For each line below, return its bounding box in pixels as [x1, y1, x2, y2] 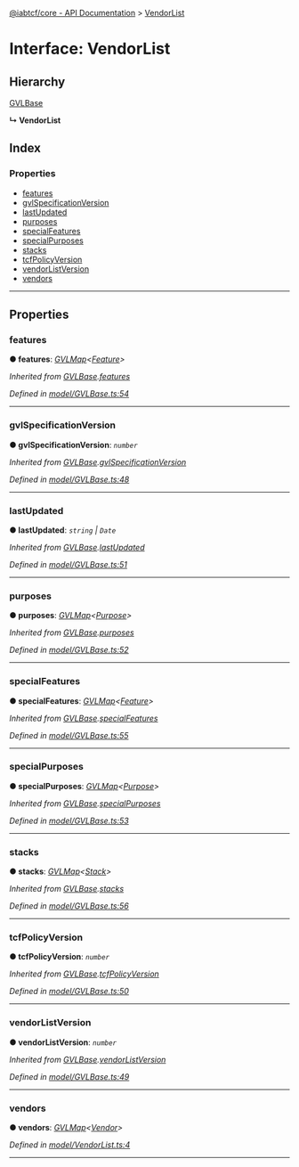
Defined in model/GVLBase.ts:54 [9, 388, 130, 399]
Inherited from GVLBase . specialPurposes [9, 797, 161, 809]
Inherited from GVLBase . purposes [9, 627, 135, 638]
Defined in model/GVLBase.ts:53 [9, 815, 129, 826]
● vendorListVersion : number [9, 1037, 117, 1048]
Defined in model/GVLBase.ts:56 [9, 901, 129, 911]
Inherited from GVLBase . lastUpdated [9, 542, 145, 552]
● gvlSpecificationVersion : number [9, 439, 138, 450]
